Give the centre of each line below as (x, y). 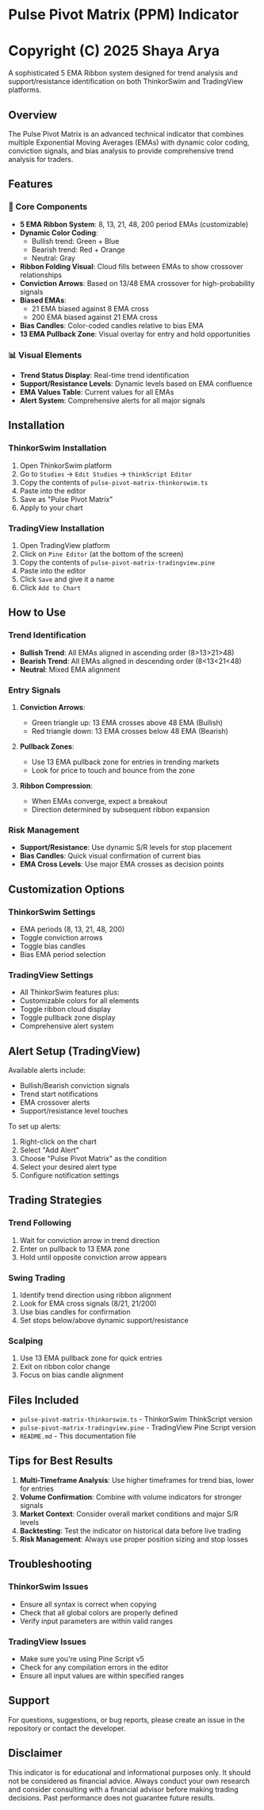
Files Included (44, 1400)
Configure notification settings (69, 1175)
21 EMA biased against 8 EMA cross (90, 308)
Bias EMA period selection (63, 954)
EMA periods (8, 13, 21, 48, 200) (72, 929)
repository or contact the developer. (67, 1728)
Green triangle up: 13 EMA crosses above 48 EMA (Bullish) (127, 722)
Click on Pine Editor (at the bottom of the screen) (101, 554)
